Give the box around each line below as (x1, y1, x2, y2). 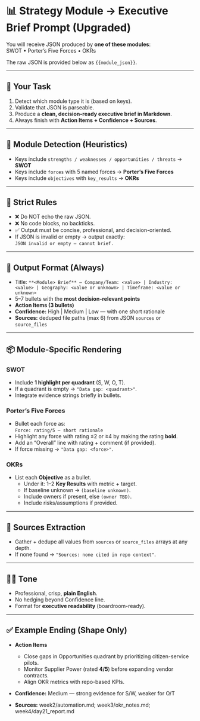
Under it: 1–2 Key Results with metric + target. (23, 480, 137, 487)
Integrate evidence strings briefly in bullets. (14, 392, 122, 399)
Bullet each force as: (14, 420, 65, 427)
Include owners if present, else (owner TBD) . (23, 493, 132, 500)
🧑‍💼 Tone (6, 574, 37, 584)
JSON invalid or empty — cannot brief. (14, 241, 114, 247)
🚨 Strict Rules (6, 197, 58, 207)
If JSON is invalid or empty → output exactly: (14, 233, 125, 240)
